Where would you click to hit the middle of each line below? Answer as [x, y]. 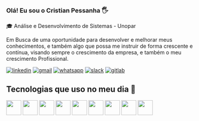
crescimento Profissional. [37, 59]
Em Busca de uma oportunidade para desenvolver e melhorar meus [89, 40]
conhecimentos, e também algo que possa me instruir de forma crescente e [99, 46]
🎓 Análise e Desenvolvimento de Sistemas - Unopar [71, 26]
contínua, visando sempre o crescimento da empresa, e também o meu [94, 52]
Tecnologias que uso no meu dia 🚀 [71, 89]
